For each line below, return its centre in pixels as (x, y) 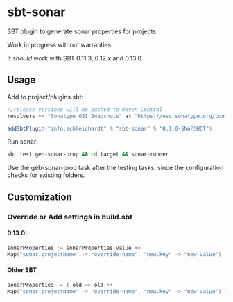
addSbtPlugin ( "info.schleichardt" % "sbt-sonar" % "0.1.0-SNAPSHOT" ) (110, 128)
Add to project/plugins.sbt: (45, 97)
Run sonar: (23, 142)
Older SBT (22, 270)
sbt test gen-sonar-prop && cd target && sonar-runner (88, 154)
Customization (40, 197)
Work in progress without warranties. (60, 44)
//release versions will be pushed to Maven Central (85, 109)
